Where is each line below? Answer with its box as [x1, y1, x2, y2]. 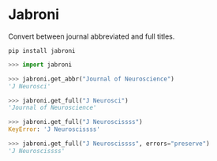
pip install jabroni [8, 47, 77, 54]
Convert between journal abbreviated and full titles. [8, 32, 175, 41]
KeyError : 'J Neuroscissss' [8, 125, 101, 133]
